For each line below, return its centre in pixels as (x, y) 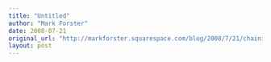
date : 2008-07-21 (38, 31)
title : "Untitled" (39, 16)
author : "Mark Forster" (48, 23)
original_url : (32, 38)
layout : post (30, 46)
